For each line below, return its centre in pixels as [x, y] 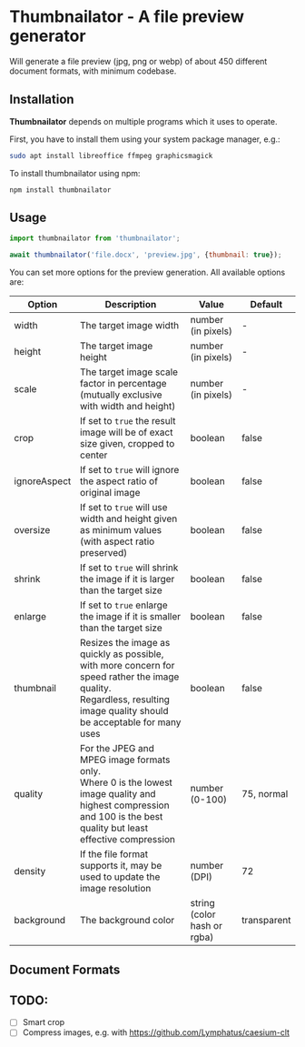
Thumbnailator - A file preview [127, 17]
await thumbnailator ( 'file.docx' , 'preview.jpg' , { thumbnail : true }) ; [146, 255]
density [30, 871]
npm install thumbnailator [60, 190]
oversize [32, 530]
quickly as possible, [122, 654]
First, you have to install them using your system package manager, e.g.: [145, 139]
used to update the [120, 877]
